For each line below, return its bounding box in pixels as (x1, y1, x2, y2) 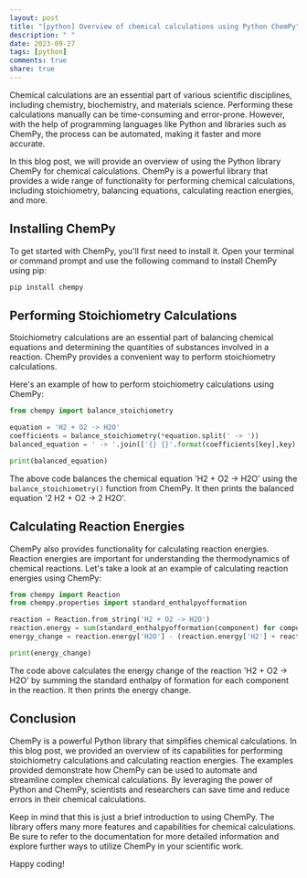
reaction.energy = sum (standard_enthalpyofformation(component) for (9, 624, 276, 633)
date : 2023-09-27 (9, 38, 76, 48)
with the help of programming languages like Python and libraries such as (9, 118, 287, 129)
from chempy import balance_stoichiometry (9, 406, 174, 416)
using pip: (9, 264, 48, 275)
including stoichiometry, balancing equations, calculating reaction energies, (9, 185, 294, 196)
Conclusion (9, 711, 77, 727)
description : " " (9, 30, 76, 39)
